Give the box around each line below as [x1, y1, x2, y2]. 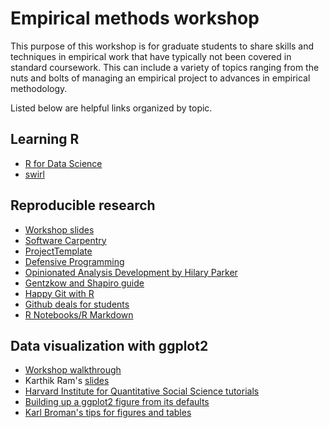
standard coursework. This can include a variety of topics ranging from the [10, 61, 320, 73]
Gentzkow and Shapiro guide [24, 277, 145, 289]
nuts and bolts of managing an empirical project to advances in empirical [10, 72, 311, 84]
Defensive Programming [24, 255, 125, 267]
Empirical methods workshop [10, 7, 260, 30]
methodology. [10, 82, 68, 94]
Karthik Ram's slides [24, 375, 110, 387]
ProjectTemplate [24, 245, 93, 257]
